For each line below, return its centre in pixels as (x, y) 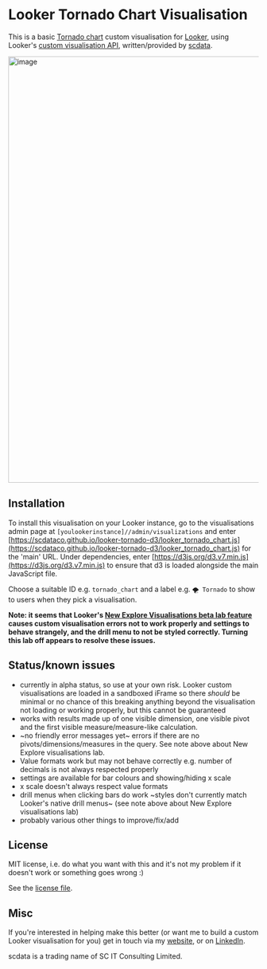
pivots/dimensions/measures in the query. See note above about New (134, 743)
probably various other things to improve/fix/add (99, 820)
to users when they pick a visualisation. (73, 599)
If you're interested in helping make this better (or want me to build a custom (133, 932)
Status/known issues (62, 666)
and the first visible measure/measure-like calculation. (109, 727)
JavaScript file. (33, 573)
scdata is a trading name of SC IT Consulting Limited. (95, 956)
